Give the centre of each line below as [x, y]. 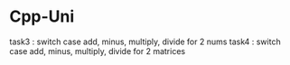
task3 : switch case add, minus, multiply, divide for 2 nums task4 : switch [145, 42]
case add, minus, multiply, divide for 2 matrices [98, 51]
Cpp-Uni [42, 17]
